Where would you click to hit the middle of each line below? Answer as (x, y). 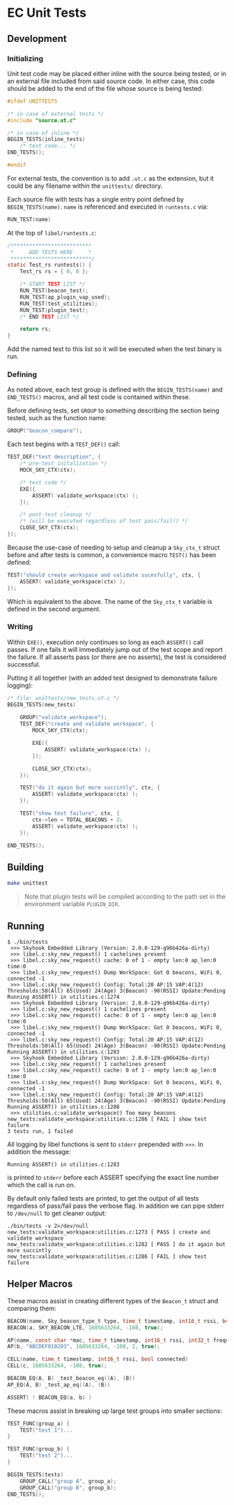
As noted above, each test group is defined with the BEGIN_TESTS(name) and (115, 390)
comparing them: (32, 1308)
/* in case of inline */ (43, 133)
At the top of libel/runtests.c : (52, 232)
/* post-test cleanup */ (56, 514)
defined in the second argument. (54, 609)
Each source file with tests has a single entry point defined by (96, 199)
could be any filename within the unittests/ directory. (85, 186)
